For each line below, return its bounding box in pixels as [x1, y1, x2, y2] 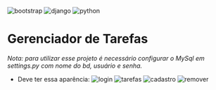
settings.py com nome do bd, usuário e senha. [7, 61, 143, 70]
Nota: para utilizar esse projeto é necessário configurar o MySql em [7, 54, 205, 62]
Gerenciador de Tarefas [7, 31, 148, 47]
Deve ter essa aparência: [17, 75, 90, 83]
